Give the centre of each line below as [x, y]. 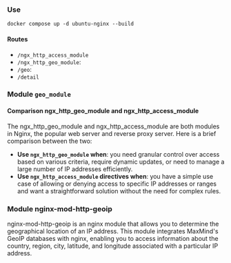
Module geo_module [39, 95]
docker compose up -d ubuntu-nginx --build [71, 24]
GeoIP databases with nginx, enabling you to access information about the [113, 238]
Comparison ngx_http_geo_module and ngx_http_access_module [103, 111]
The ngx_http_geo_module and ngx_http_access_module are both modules [113, 126]
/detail [28, 77]
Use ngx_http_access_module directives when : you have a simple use [115, 176]
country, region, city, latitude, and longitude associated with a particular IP [113, 246]
